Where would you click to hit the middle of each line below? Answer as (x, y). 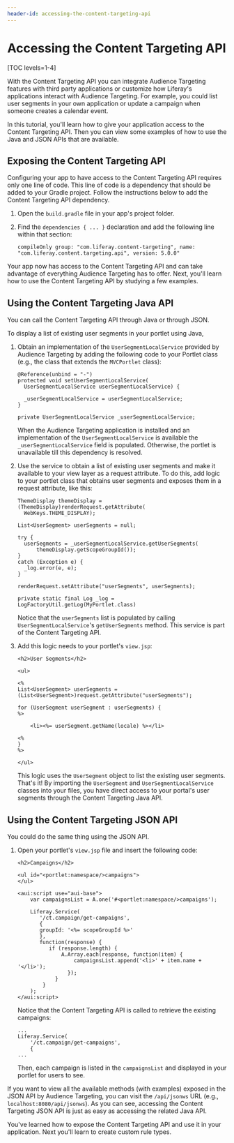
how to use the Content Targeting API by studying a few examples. (103, 281)
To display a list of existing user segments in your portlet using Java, (106, 334)
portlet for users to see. (51, 1075)
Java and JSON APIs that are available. (63, 139)
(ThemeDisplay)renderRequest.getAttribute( (81, 507)
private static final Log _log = (66, 599)
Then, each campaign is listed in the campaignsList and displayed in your (122, 1068)
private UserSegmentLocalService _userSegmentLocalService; (106, 417)
